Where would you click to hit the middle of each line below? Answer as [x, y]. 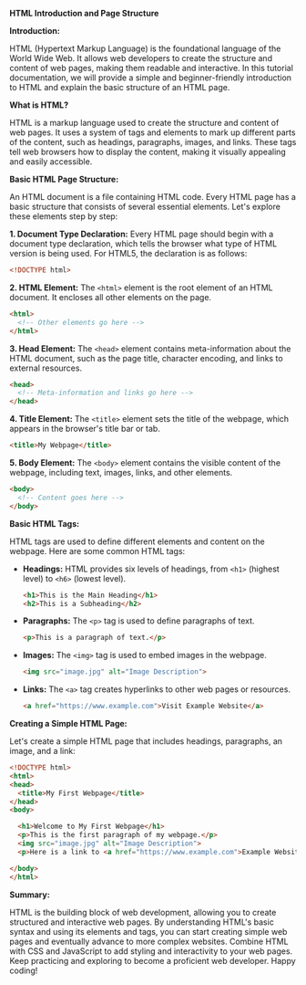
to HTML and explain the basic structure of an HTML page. [120, 87]
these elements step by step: [64, 216]
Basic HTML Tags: [45, 523]
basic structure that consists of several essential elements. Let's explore [145, 206]
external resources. [46, 368]
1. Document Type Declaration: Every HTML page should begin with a [142, 234]
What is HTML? [39, 105]
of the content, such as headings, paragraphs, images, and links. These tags [153, 142]
